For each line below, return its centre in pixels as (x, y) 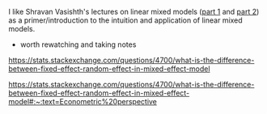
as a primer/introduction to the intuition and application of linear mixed (125, 20)
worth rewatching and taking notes (78, 44)
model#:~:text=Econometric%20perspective (83, 101)
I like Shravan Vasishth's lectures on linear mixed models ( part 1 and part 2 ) (134, 12)
